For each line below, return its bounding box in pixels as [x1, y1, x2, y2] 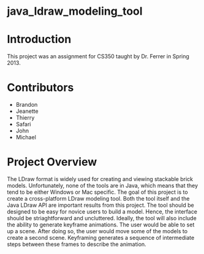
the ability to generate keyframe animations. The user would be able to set [7, 221, 195, 228]
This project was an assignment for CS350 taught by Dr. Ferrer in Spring [7, 53, 189, 60]
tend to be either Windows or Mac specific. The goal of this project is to [7, 188, 189, 196]
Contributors [7, 81, 74, 94]
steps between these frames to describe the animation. [7, 241, 146, 248]
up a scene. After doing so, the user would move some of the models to [7, 228, 188, 234]
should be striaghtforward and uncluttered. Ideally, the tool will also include [7, 215, 197, 221]
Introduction [7, 33, 72, 47]
